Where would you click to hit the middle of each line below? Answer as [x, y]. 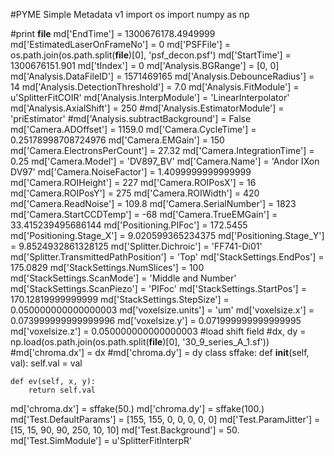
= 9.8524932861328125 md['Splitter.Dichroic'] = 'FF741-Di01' [136, 246]
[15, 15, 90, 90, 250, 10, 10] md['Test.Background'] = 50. [125, 430]
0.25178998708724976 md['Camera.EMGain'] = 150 [117, 140]
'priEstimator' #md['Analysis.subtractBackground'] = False [131, 118]
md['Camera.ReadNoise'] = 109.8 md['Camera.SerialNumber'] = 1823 [153, 203]
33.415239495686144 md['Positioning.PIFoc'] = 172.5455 [129, 225]
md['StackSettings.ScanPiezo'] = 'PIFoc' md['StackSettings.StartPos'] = [158, 288]
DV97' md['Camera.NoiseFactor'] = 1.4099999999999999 [131, 172]
